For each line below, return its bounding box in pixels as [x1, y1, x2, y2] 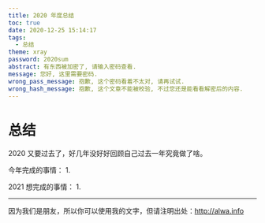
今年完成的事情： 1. [8, 165, 71, 175]
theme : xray [8, 48, 47, 56]
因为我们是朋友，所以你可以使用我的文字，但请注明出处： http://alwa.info [8, 206, 244, 216]
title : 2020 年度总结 [8, 11, 75, 20]
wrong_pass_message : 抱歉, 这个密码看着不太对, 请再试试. [8, 77, 185, 85]
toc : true [8, 19, 41, 27]
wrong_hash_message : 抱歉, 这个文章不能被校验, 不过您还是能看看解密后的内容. [8, 84, 244, 93]
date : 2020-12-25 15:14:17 [8, 26, 97, 34]
